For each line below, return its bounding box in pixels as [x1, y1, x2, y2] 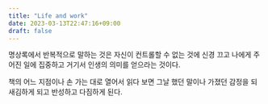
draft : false [8, 27, 52, 35]
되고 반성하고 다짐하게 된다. [36, 87, 123, 97]
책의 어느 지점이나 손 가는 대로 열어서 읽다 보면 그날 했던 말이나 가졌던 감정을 [8, 77, 249, 87]
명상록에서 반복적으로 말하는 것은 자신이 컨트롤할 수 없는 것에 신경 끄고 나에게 [8, 50, 252, 60]
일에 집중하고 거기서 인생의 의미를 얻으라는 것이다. [23, 60, 181, 69]
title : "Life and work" [8, 11, 89, 20]
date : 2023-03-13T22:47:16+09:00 [8, 19, 121, 27]
